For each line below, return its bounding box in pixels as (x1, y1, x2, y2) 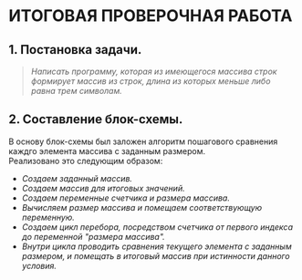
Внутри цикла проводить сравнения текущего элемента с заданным (21, 241, 293, 252)
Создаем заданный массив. (21, 172, 133, 183)
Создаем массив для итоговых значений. (21, 182, 185, 193)
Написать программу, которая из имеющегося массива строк (30, 66, 277, 77)
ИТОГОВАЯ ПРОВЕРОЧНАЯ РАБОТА (8, 5, 293, 26)
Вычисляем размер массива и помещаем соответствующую (21, 202, 263, 213)
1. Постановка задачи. (8, 42, 142, 57)
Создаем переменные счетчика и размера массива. (21, 192, 230, 203)
